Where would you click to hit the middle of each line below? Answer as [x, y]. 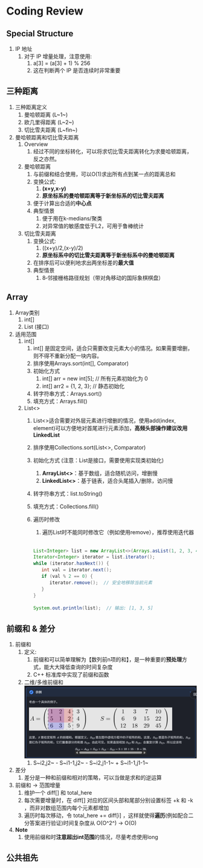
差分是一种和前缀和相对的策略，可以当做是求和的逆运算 [93, 777]
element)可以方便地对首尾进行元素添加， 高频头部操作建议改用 [110, 428]
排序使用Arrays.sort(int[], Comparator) [81, 363]
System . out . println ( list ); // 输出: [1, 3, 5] [93, 608]
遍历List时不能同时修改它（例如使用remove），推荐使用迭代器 [118, 532]
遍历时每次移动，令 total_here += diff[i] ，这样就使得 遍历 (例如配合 [106, 815]
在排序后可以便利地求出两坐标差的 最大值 [83, 262]
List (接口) [37, 326]
